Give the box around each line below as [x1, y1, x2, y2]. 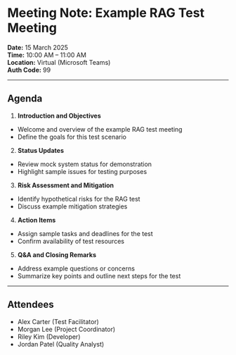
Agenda [7, 93, 43, 105]
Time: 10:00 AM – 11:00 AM [7, 51, 86, 59]
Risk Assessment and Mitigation [17, 181, 114, 189]
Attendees [7, 299, 54, 311]
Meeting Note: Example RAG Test [7, 5, 205, 21]
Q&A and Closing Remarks [17, 250, 97, 259]
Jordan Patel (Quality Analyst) [17, 340, 105, 348]
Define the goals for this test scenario [17, 132, 126, 141]
